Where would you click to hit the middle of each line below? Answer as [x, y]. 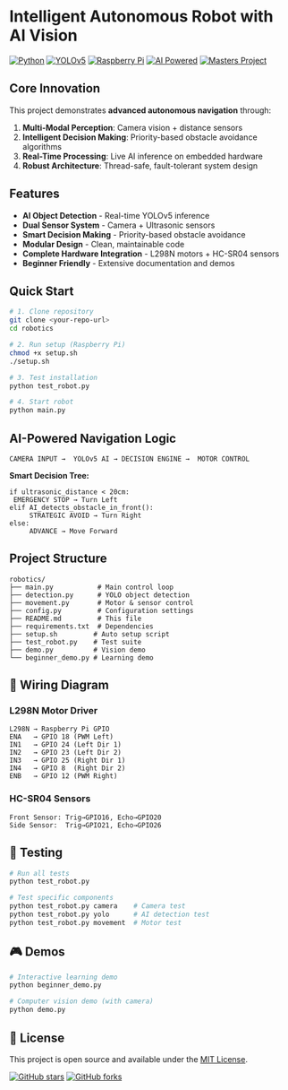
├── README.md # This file [76, 619]
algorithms [42, 146]
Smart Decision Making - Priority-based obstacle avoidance [134, 234]
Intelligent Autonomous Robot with [142, 17]
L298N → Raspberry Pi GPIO [59, 729]
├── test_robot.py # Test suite [76, 642]
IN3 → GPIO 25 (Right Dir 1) [68, 761]
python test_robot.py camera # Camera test [97, 906]
